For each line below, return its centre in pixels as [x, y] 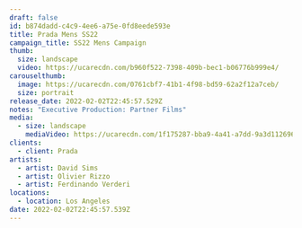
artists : [26, 159]
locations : [30, 193]
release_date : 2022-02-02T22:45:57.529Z [86, 101]
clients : [26, 143]
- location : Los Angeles [64, 202]
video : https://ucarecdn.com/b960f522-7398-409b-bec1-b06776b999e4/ [148, 68]
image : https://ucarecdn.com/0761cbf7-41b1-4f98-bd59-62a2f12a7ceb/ [148, 84]
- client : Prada [48, 151]
